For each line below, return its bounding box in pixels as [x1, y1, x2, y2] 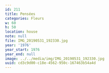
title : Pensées [5, 12, 36, 16]
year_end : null [5, 51, 36, 57]
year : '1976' [5, 43, 31, 48]
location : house [5, 29, 38, 34]
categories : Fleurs [5, 16, 44, 21]
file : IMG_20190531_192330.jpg [5, 38, 68, 43]
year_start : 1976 [5, 47, 40, 52]
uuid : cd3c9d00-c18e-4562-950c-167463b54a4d [5, 61, 96, 65]
